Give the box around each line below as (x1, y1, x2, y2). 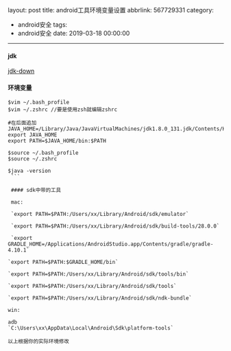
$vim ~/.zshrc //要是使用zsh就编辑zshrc (8, 106, 118, 113)
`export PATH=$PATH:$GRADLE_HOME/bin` (8, 259, 119, 266)
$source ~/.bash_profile (8, 149, 79, 156)
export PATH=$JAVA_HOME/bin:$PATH (8, 138, 107, 145)
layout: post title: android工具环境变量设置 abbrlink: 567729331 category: (8, 6, 215, 14)
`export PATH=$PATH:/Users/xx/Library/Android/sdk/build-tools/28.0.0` (10, 223, 220, 230)
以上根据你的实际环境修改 (8, 338, 69, 345)
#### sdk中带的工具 (10, 187, 61, 194)
